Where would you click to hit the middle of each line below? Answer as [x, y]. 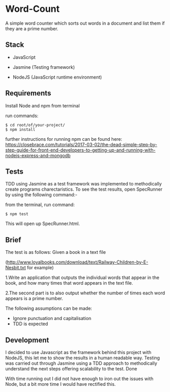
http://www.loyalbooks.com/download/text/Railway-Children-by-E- [78, 262]
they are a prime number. [32, 28]
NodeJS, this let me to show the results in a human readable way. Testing [83, 358]
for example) [40, 268]
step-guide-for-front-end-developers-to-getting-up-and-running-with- [80, 150]
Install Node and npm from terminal [43, 105]
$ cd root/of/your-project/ [35, 125]
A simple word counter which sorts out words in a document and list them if [85, 23]
